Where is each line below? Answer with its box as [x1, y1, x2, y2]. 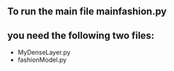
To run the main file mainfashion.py [7, 6, 167, 18]
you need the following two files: [7, 30, 155, 41]
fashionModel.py [17, 56, 67, 64]
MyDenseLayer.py [17, 49, 71, 57]
